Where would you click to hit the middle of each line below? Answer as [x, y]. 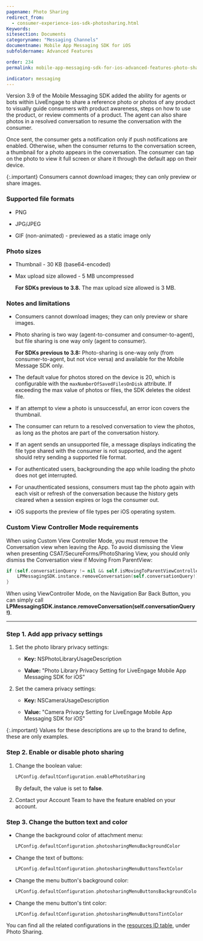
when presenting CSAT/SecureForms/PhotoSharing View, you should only [98, 553]
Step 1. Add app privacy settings [55, 634]
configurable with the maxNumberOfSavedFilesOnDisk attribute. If [93, 384]
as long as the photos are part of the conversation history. [87, 433]
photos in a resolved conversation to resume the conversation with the [94, 121]
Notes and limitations [38, 303]
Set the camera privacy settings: [55, 689]
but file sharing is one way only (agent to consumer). [81, 341]
